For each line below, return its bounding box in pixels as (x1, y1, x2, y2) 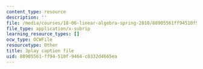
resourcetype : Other (6, 43, 59, 49)
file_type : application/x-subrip (6, 25, 91, 32)
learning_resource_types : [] (6, 31, 80, 37)
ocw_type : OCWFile (6, 37, 53, 43)
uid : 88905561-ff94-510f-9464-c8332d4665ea (6, 53, 118, 59)
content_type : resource (6, 8, 66, 15)
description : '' (6, 14, 47, 20)
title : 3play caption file (6, 48, 74, 54)
